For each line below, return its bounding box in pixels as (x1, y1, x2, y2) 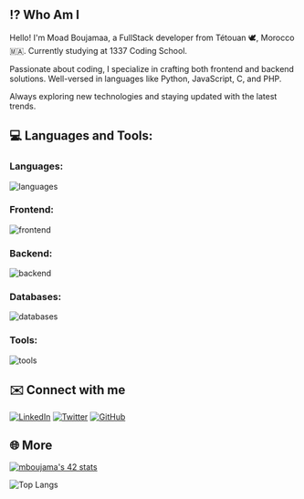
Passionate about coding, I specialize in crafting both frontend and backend (9, 63, 295, 74)
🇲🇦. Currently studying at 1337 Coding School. (9, 45, 188, 56)
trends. (9, 100, 37, 111)
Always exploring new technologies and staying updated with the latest (9, 90, 278, 101)
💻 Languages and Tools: (9, 128, 153, 144)
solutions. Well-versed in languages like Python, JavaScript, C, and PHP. (9, 73, 282, 84)
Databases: (9, 291, 62, 304)
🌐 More (9, 437, 53, 452)
